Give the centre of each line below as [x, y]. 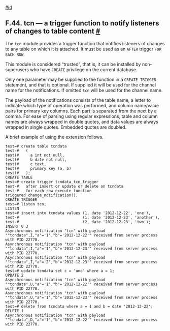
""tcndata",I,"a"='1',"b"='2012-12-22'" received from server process [81, 235]
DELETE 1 [14, 311]
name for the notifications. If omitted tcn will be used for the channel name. [84, 90]
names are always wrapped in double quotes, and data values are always [82, 122]
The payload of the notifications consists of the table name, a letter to [78, 100]
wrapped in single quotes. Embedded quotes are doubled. [66, 127]
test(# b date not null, [36, 160]
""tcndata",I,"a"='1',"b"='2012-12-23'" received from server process [81, 249]
